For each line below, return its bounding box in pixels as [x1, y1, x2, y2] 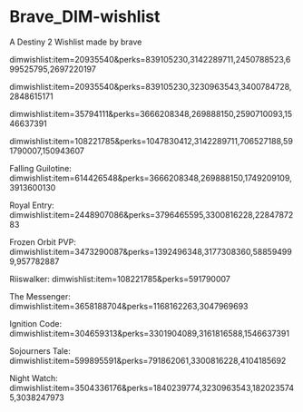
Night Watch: [9, 372, 59, 383]
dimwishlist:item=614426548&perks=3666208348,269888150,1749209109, [9, 172, 292, 183]
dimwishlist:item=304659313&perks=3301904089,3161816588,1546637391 [9, 328, 290, 338]
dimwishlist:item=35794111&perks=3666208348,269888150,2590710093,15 [9, 108, 293, 119]
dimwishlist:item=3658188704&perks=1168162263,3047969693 [9, 300, 249, 311]
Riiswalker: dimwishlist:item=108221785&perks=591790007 [9, 273, 231, 284]
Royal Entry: [9, 200, 54, 211]
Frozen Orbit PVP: [9, 236, 77, 247]
